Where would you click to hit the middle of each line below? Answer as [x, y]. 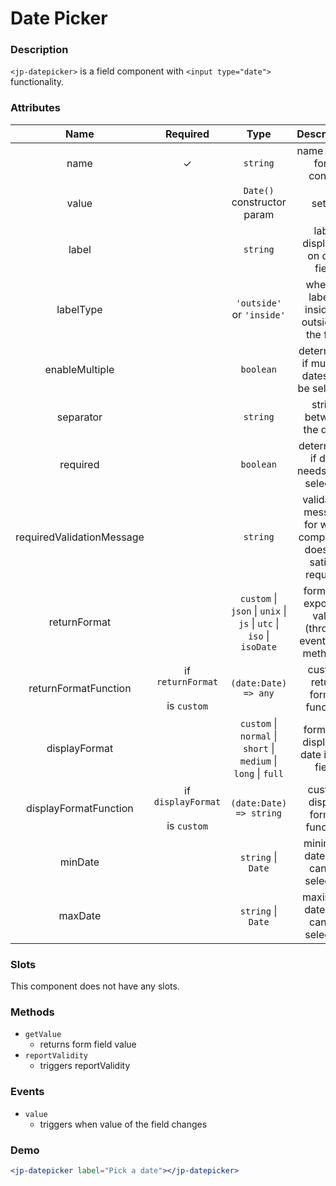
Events [27, 1092]
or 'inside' [258, 314]
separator [79, 417]
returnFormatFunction [80, 688]
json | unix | [258, 610]
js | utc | [259, 623]
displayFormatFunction [80, 808]
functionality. [37, 82]
